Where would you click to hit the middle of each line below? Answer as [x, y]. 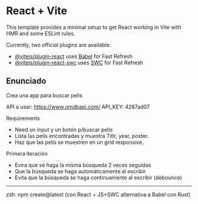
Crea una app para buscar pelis [44, 95]
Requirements [23, 118]
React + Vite [37, 11]
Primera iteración [27, 153]
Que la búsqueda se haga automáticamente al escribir [80, 171]
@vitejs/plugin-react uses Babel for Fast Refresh [74, 56]
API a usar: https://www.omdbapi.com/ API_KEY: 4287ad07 [78, 107]
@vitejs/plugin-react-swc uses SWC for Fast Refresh [79, 62]
